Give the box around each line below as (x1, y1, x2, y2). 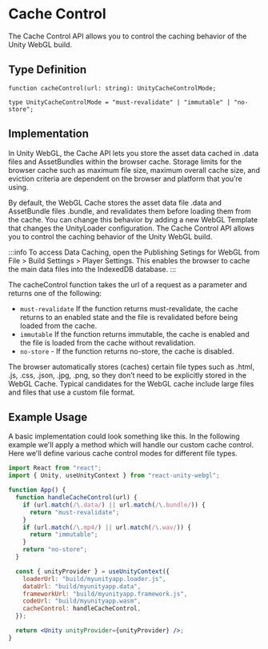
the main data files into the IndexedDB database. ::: (8, 264, 177, 274)
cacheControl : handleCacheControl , (22, 605, 142, 613)
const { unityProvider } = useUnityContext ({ (15, 567, 170, 575)
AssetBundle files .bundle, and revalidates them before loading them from (8, 206, 251, 216)
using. (8, 182, 29, 192)
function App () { (8, 486, 66, 495)
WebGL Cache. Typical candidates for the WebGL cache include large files (8, 379, 254, 388)
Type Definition (8, 63, 87, 77)
